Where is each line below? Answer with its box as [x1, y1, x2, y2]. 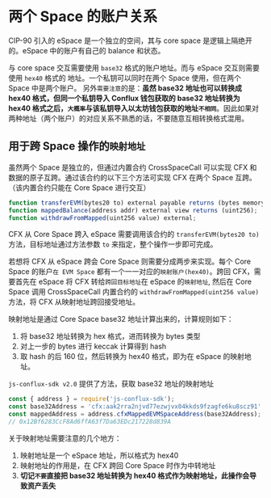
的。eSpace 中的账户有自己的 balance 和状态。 [8, 45, 165, 55]
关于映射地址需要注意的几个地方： [8, 433, 122, 443]
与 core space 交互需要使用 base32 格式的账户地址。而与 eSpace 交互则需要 [8, 62, 261, 73]
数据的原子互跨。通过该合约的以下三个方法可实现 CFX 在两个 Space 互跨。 [8, 172, 256, 182]
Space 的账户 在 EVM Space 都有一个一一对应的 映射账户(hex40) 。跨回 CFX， [8, 267, 254, 276]
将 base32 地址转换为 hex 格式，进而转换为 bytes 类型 [19, 331, 201, 341]
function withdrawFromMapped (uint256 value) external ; [8, 213, 197, 222]
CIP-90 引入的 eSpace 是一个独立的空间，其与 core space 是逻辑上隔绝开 [8, 36, 252, 45]
